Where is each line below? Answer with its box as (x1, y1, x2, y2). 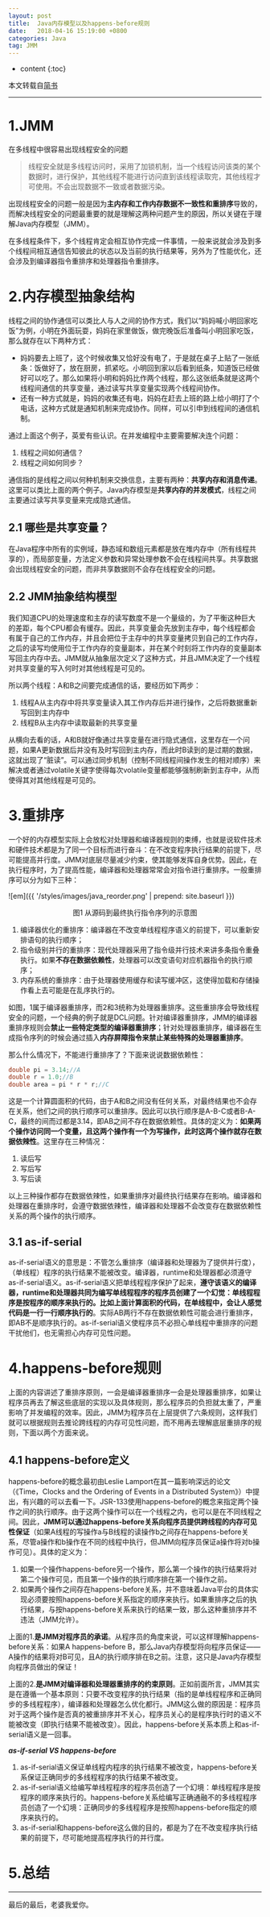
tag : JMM (8, 42, 38, 50)
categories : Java (8, 34, 67, 43)
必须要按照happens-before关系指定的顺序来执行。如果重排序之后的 (27, 1594, 251, 1604)
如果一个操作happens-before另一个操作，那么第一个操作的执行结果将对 (19, 1564, 257, 1574)
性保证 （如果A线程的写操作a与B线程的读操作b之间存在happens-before (8, 1527, 242, 1537)
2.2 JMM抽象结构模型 (8, 590, 117, 604)
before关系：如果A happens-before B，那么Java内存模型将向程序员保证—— (8, 1641, 261, 1651)
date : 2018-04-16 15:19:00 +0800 (8, 27, 128, 35)
